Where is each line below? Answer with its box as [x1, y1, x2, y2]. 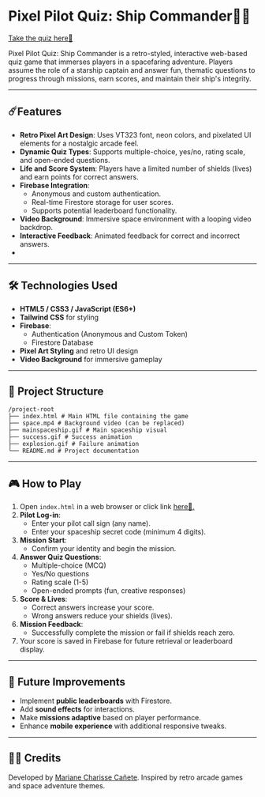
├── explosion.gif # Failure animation [8, 440, 140, 448]
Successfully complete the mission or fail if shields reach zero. [31, 628, 235, 637]
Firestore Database [31, 338, 94, 347]
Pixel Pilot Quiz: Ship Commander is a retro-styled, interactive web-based [8, 48, 248, 58]
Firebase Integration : [19, 180, 90, 190]
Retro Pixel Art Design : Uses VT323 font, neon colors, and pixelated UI [19, 130, 252, 139]
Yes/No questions [31, 569, 89, 579]
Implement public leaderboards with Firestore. [19, 696, 172, 705]
